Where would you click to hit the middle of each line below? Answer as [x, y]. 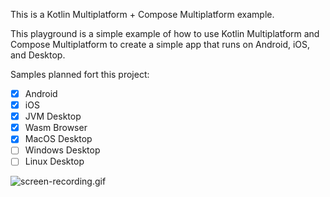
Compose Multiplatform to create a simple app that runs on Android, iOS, [160, 44]
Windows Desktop [62, 150]
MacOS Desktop [58, 139]
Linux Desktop [54, 161]
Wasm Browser [56, 128]
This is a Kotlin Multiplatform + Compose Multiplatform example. [142, 14]
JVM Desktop [53, 116]
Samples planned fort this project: [80, 74]
